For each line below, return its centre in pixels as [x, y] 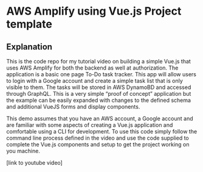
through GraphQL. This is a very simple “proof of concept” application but [99, 94]
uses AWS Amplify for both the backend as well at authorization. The [92, 68]
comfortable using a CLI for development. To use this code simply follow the [102, 131]
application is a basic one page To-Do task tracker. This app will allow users [101, 74]
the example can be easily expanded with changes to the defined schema [99, 100]
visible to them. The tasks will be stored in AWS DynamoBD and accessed [99, 87]
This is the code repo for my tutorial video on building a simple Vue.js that [99, 61]
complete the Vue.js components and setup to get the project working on [98, 144]
